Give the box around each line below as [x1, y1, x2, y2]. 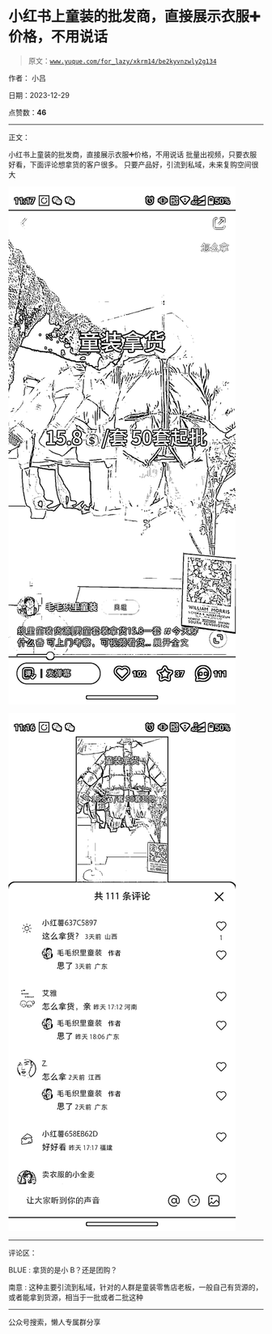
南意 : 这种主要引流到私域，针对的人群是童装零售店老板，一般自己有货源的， [8, 1282, 263, 1292]
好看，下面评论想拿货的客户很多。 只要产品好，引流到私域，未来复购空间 [8, 159, 252, 169]
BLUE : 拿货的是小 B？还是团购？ [8, 1264, 117, 1275]
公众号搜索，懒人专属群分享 [8, 1317, 101, 1327]
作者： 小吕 [8, 73, 46, 83]
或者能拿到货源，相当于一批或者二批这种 [8, 1292, 143, 1302]
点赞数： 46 [8, 107, 47, 117]
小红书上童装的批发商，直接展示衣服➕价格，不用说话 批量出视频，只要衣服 [8, 149, 257, 159]
